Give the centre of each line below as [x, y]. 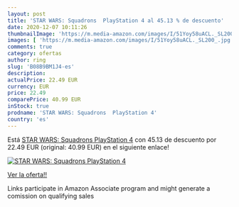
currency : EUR [28, 86]
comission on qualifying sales [51, 196]
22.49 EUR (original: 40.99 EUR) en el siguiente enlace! [88, 147]
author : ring [27, 60]
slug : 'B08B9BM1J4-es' [41, 67]
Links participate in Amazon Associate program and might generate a [109, 188]
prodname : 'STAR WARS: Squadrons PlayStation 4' [83, 113]
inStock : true [28, 106]
